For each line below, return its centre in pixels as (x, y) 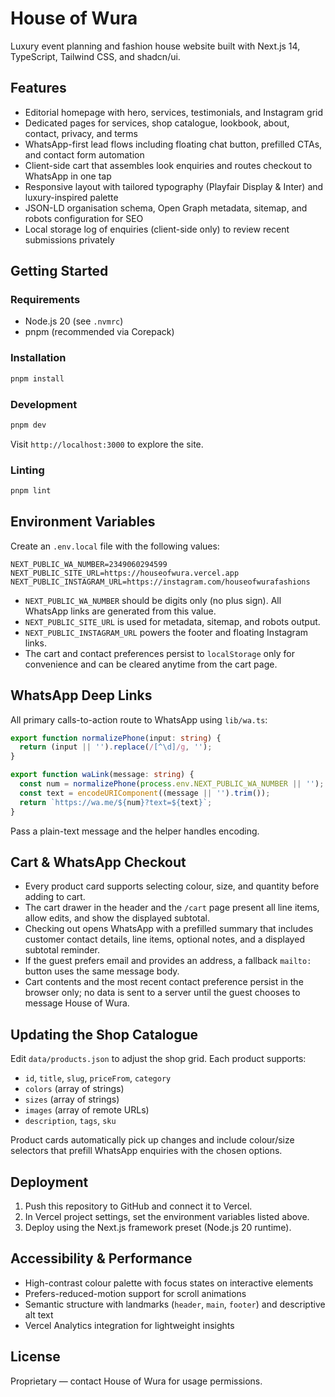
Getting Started (59, 271)
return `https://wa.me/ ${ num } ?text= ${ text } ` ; (116, 802)
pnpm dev (28, 425)
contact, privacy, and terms (81, 133)
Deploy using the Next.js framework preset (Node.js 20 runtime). (158, 1228)
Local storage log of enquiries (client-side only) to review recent (157, 229)
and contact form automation (84, 154)
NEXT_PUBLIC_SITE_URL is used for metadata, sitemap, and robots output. (172, 621)
